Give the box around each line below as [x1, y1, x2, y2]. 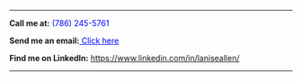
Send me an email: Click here [9, 35, 120, 46]
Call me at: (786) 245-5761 [9, 18, 110, 28]
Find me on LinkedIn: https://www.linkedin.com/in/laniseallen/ [9, 53, 240, 63]
